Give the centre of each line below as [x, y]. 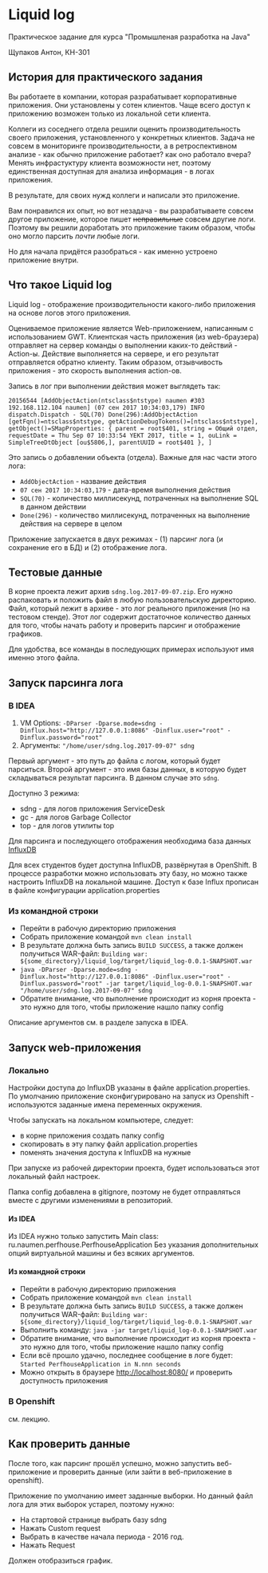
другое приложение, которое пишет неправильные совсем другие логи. [132, 219]
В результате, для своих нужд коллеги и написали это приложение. [124, 195]
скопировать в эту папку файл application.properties [108, 1144]
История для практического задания [106, 77]
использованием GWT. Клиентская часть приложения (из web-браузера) [134, 336]
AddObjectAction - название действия [83, 481]
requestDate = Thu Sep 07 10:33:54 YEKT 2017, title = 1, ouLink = [123, 435]
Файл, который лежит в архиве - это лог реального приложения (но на [129, 608]
